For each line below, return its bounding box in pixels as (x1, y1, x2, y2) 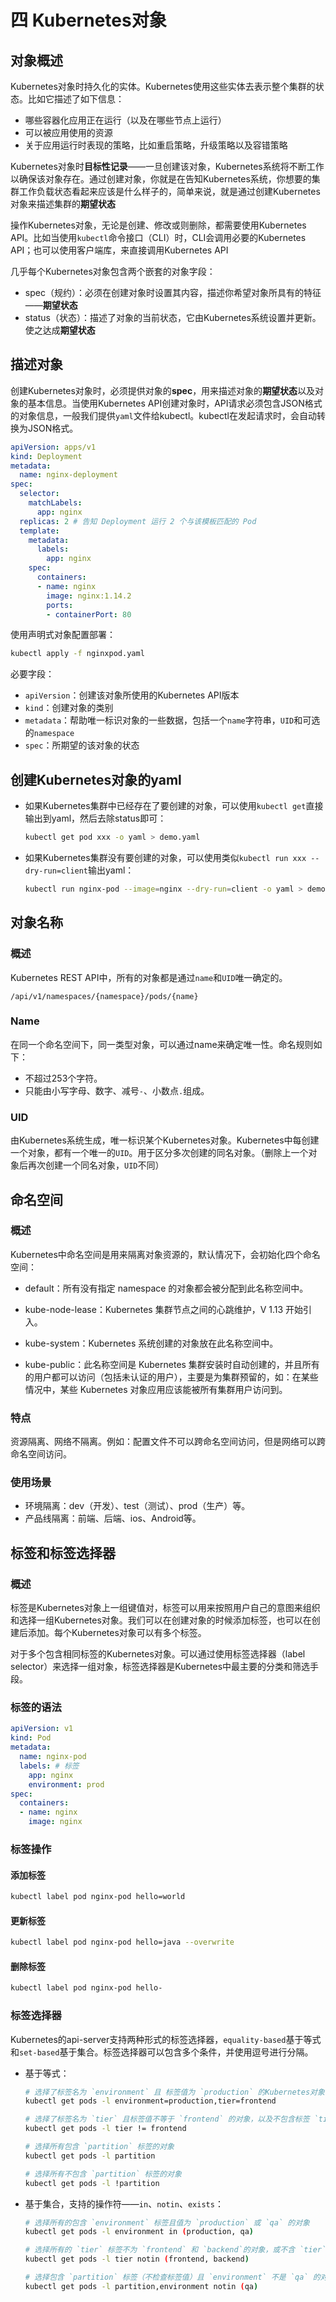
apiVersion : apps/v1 (10, 442, 97, 452)
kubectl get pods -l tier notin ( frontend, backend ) (24, 2254, 250, 2265)
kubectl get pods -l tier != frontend (24, 2124, 187, 2134)
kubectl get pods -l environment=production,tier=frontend (24, 2096, 277, 2106)
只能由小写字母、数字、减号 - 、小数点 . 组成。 (24, 1084, 210, 1096)
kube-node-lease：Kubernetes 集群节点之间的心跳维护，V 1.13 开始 (24, 1303, 304, 1315)
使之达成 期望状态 (24, 324, 96, 336)
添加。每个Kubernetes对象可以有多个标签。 (27, 1627, 207, 1639)
